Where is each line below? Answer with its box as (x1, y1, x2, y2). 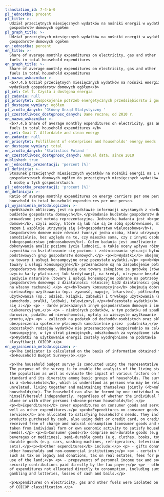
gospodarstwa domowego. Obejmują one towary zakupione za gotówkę (9, 266, 147, 272)
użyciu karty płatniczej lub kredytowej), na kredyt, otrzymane (9, 271, 143, 276)
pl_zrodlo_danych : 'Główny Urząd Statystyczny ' (5, 107, 106, 113)
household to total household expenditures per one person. (9, 198, 134, 203)
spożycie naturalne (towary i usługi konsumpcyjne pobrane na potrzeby (9, 276, 159, 281)
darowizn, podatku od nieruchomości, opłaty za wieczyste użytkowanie (9, 312, 156, 317)
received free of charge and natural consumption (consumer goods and (9, 421, 156, 426)
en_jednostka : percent (5, 44, 51, 48)
